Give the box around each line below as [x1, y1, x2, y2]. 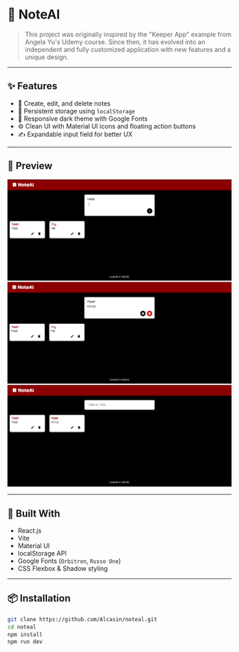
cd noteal [7, 623, 37, 631]
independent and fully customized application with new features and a [24, 45, 231, 54]
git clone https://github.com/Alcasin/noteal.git [7, 616, 158, 623]
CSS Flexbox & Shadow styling [17, 564, 108, 573]
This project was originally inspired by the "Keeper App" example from [24, 30, 232, 39]
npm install [7, 631, 43, 638]
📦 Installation [7, 592, 71, 605]
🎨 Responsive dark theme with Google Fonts [17, 114, 148, 123]
